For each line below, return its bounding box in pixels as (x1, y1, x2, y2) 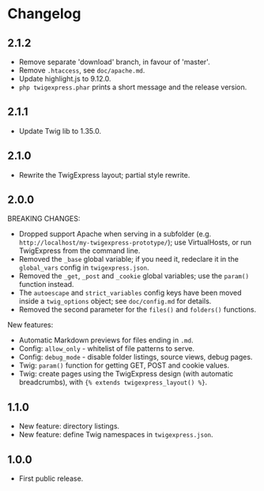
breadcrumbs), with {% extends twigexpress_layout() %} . (18, 377, 208, 387)
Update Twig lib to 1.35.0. (18, 126, 102, 135)
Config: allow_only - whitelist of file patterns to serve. (18, 344, 195, 353)
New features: (7, 320, 54, 330)
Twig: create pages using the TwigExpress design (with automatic (18, 369, 234, 379)
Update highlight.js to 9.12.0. (18, 74, 111, 83)
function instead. (18, 280, 74, 289)
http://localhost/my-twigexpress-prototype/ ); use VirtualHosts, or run (18, 238, 252, 247)
